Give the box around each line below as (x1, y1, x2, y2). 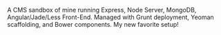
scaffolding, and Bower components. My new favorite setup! (7, 21, 180, 28)
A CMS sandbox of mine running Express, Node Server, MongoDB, (7, 6, 197, 14)
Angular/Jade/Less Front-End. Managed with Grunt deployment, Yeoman (7, 13, 214, 21)
